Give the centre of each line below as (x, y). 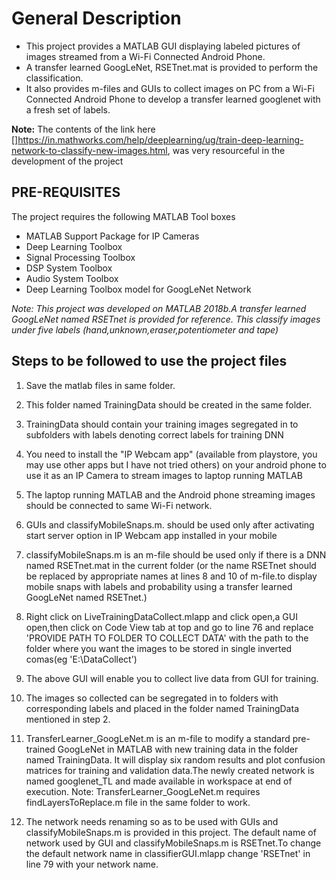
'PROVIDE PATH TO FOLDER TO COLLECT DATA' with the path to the (167, 638)
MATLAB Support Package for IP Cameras (112, 236)
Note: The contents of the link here (83, 129)
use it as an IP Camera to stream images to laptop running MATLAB (164, 475)
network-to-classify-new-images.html (89, 150)
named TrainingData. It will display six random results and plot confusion (175, 759)
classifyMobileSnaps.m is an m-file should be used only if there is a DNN (176, 554)
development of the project (67, 161)
